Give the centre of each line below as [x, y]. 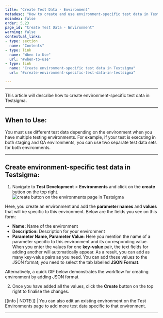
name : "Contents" [27, 46]
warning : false [20, 32]
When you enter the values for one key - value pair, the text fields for [80, 247]
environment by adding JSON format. [42, 277]
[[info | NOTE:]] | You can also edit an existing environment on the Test [76, 301]
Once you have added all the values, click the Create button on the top [83, 286]
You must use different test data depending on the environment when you [79, 132]
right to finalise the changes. [41, 291]
